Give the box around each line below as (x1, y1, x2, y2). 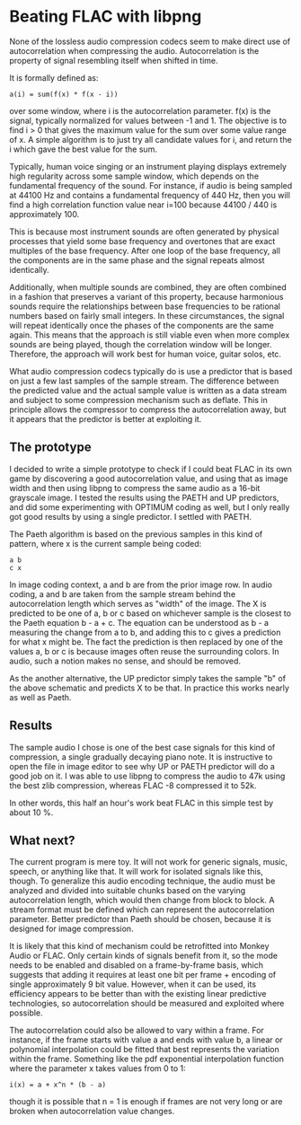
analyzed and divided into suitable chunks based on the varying (9, 885, 245, 896)
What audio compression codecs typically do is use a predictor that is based (9, 365, 293, 376)
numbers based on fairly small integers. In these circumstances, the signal (9, 310, 285, 321)
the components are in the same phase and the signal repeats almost (9, 254, 265, 266)
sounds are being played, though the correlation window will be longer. (9, 338, 272, 349)
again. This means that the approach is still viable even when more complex (9, 330, 290, 340)
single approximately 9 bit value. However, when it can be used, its (9, 979, 257, 989)
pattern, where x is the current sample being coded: (9, 538, 202, 549)
